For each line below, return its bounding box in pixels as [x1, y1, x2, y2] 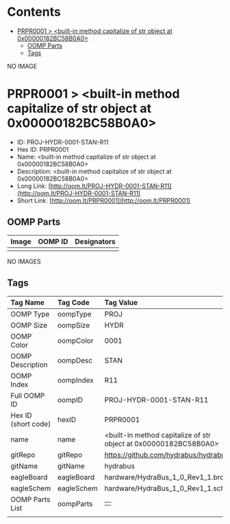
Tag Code [57, 297, 90, 307]
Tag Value [104, 297, 138, 307]
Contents [7, 4, 62, 20]
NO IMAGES [7, 257, 41, 265]
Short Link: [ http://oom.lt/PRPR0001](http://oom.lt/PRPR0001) [16, 196, 191, 205]
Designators [75, 236, 116, 246]
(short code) [10, 419, 51, 429]
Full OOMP [10, 391, 45, 400]
